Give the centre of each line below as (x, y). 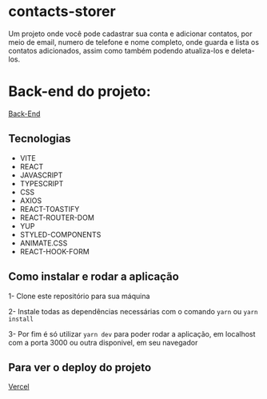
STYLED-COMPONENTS (60, 234)
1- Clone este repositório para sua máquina (79, 296)
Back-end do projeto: (80, 92)
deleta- (243, 50)
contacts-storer (62, 12)
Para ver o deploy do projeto (80, 367)
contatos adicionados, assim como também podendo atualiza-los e (119, 50)
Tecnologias (40, 139)
